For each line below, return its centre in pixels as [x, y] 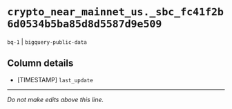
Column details [40, 63]
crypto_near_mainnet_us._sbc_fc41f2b [116, 12]
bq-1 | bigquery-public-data [47, 41]
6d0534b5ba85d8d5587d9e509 [85, 24]
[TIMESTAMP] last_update [55, 80]
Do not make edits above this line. [56, 99]
